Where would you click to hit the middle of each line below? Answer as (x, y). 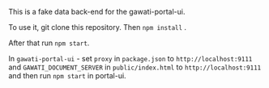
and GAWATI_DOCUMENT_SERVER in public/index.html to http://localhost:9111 (135, 67)
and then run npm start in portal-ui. (68, 75)
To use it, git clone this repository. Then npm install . (98, 27)
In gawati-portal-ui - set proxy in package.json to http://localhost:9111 (130, 59)
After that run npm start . (49, 43)
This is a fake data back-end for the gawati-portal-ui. (97, 12)
